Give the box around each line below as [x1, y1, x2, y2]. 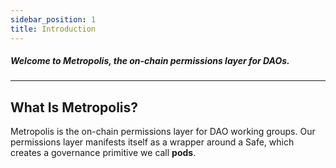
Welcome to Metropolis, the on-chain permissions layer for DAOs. [10, 55, 290, 67]
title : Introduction [10, 24, 97, 34]
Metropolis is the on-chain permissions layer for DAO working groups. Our [10, 126, 316, 138]
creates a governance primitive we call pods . [10, 147, 197, 159]
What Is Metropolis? [10, 99, 139, 116]
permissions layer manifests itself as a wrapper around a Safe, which [10, 136, 295, 148]
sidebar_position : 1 [10, 14, 97, 25]
